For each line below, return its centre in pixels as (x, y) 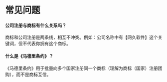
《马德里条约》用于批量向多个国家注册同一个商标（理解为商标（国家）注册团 (84, 68)
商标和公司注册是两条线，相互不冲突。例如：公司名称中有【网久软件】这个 (82, 37)
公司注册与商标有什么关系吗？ (36, 25)
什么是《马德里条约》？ (29, 56)
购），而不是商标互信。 (28, 74)
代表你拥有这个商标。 (49, 43)
